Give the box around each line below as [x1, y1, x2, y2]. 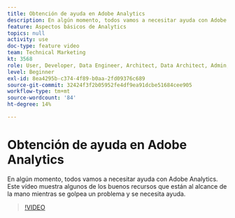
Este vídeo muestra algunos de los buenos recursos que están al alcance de [7, 182, 227, 190]
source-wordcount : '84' [7, 95, 77, 102]
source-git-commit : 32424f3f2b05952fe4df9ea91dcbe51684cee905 [7, 81, 192, 88]
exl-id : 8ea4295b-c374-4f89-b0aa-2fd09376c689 [7, 75, 145, 82]
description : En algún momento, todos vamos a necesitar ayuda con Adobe [7, 17, 227, 24]
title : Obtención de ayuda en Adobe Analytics [7, 10, 145, 17]
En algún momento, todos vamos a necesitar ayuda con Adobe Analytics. [7, 175, 218, 183]
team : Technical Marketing [7, 49, 86, 56]
